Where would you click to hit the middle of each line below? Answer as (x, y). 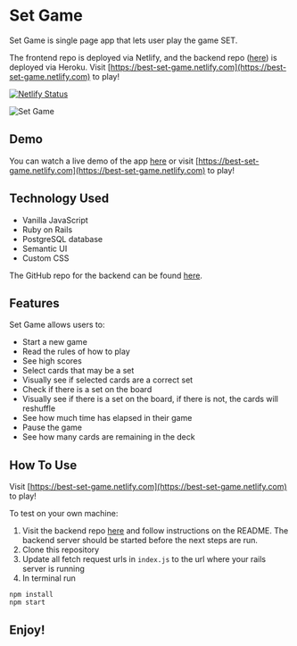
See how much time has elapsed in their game (107, 418)
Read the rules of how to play (76, 352)
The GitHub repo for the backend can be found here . (106, 275)
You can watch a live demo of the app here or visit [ (104, 161)
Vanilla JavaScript (55, 220)
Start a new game (54, 342)
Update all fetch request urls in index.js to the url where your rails (144, 559)
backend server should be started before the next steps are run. (140, 541)
